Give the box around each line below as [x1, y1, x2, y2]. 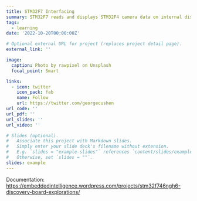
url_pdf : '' [6, 111, 35, 117]
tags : [6, 19, 19, 25]
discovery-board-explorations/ [6, 188, 80, 195]
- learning [11, 25, 38, 31]
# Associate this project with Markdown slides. [6, 138, 133, 144]
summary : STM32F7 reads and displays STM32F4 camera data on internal [6, 14, 182, 20]
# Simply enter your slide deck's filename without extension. [6, 144, 169, 149]
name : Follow [16, 95, 49, 101]
